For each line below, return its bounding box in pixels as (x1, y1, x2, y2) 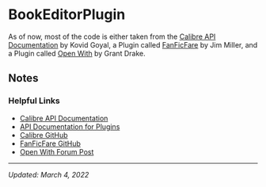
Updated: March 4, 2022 (8, 170, 89, 179)
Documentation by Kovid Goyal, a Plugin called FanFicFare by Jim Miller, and (8, 40, 258, 49)
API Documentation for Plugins (19, 121, 120, 132)
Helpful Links (8, 95, 61, 106)
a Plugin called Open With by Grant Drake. (8, 48, 146, 58)
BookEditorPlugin (8, 6, 126, 24)
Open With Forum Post (19, 147, 94, 156)
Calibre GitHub (19, 130, 69, 139)
